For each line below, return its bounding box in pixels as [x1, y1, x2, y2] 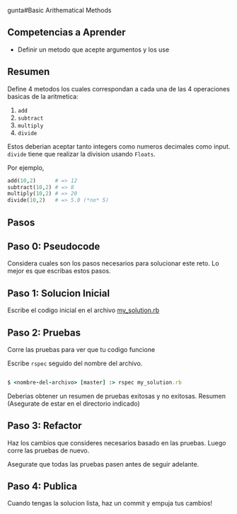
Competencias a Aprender [7, 26, 126, 38]
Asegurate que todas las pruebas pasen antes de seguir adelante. [7, 459, 200, 468]
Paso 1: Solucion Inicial [7, 287, 110, 299]
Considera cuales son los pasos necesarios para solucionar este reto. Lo [7, 259, 219, 268]
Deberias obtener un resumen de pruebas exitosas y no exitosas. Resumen [7, 392, 226, 400]
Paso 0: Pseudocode [7, 240, 100, 252]
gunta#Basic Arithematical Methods [7, 6, 112, 14]
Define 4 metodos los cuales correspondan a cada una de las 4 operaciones [7, 84, 230, 93]
